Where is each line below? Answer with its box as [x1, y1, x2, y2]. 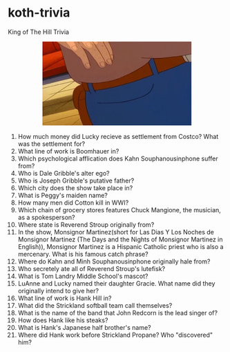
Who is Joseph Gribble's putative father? [17, 176, 135, 185]
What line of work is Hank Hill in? [17, 294, 112, 302]
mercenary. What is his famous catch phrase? [17, 250, 148, 258]
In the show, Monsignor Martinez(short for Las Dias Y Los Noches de [17, 228, 215, 236]
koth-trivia [8, 5, 70, 21]
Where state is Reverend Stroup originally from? [17, 220, 155, 229]
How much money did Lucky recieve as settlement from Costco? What [17, 132, 219, 140]
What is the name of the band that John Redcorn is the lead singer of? [17, 308, 218, 317]
